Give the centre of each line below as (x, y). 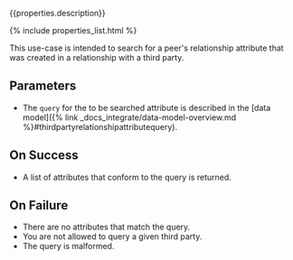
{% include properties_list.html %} (73, 30)
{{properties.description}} (57, 13)
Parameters (43, 86)
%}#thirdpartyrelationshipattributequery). (100, 126)
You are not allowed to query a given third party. (112, 237)
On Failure (39, 205)
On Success (44, 156)
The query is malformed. (68, 246)
